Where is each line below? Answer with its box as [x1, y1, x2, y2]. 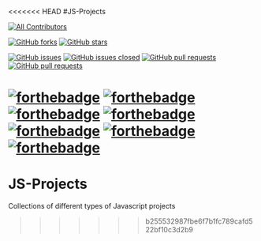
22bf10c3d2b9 [145, 225, 193, 235]
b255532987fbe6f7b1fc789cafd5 [145, 217, 254, 226]
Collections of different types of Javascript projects [8, 201, 176, 211]
